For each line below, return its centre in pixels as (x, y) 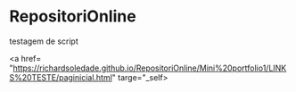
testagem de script (44, 41)
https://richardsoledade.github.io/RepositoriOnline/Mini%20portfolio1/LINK (150, 68)
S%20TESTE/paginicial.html (61, 77)
